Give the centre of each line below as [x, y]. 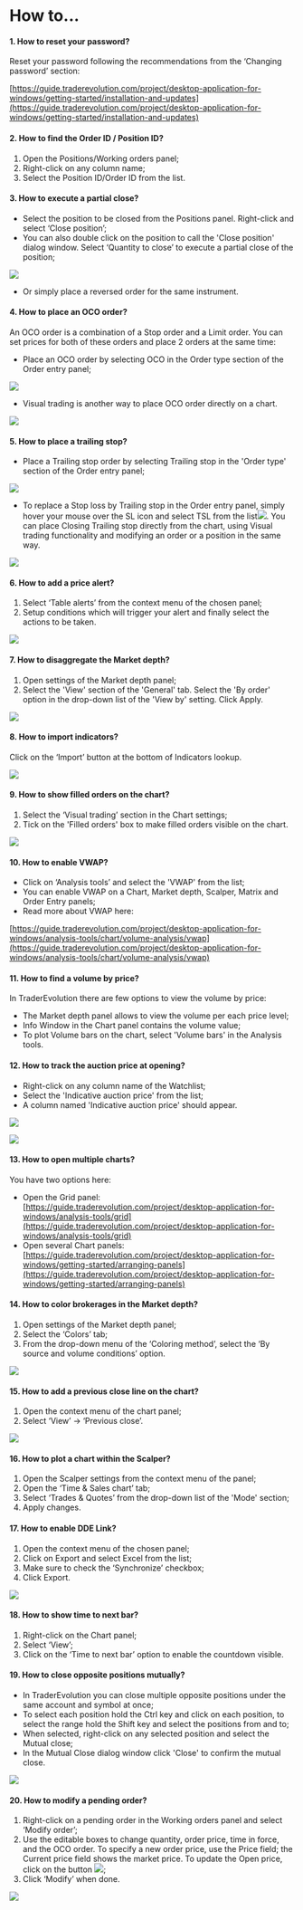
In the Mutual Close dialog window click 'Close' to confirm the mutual [151, 1753]
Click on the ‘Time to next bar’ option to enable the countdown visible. [153, 1654]
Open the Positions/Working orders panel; [100, 158]
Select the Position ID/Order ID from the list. [104, 177]
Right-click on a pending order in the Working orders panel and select [152, 1820]
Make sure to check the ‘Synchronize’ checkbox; [114, 1568]
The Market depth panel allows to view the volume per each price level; [156, 1016]
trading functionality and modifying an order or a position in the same [151, 536]
